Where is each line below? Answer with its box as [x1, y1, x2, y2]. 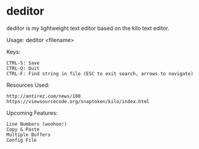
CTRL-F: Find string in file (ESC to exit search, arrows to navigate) [6, 70, 193, 77]
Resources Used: [6, 81, 50, 89]
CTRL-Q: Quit [6, 65, 40, 71]
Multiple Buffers [6, 131, 51, 138]
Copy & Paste [6, 126, 40, 133]
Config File [6, 137, 37, 143]
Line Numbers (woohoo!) [6, 121, 68, 127]
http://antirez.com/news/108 [6, 93, 81, 99]
